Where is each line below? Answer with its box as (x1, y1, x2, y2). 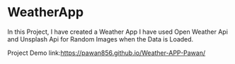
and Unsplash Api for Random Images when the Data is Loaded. (7, 34, 194, 43)
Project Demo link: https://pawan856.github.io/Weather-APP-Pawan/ (7, 49, 206, 57)
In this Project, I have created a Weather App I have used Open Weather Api (7, 27, 229, 36)
